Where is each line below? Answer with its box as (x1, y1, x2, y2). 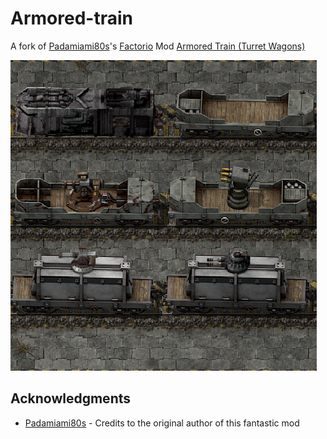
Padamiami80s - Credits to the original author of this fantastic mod (24, 417, 300, 429)
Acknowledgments (10, 390, 132, 407)
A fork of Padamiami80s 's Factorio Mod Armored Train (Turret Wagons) (10, 40, 306, 52)
